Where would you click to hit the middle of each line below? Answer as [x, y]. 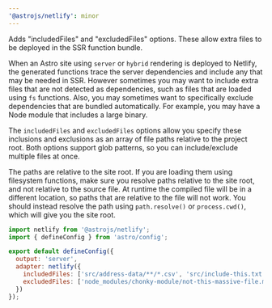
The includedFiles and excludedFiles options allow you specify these [125, 130]
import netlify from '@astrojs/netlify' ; [79, 230]
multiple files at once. [44, 156]
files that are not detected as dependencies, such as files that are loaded [130, 89]
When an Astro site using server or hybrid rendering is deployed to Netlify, [133, 63]
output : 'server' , [47, 259]
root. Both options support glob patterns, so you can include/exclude [123, 147]
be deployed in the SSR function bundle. [76, 47]
